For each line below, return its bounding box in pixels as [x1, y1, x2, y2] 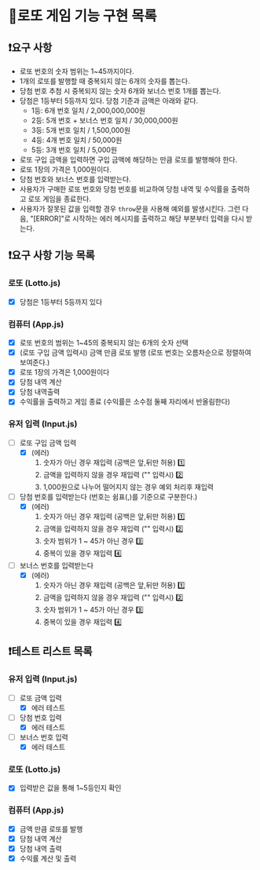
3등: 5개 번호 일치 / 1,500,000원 [31, 126, 131, 134]
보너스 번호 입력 [19, 733, 68, 742]
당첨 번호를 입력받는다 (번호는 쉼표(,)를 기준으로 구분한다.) [19, 492, 198, 501]
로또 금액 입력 [19, 693, 62, 703]
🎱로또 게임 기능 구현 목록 [8, 7, 157, 25]
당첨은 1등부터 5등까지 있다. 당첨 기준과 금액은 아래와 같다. [19, 96, 199, 105]
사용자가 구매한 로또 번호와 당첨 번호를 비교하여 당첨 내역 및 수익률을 [19, 185, 229, 193]
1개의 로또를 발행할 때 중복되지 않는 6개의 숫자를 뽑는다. [19, 76, 190, 86]
